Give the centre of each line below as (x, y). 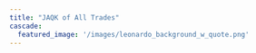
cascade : (26, 26)
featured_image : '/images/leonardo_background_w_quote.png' (133, 34)
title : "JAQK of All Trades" (64, 18)
